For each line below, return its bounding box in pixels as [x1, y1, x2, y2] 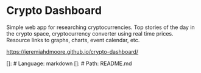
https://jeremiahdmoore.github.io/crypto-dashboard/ [6, 48, 139, 55]
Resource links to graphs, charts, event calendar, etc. [6, 36, 140, 43]
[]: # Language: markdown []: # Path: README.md [6, 60, 132, 67]
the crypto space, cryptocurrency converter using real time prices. [6, 30, 174, 37]
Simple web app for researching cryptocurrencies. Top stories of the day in [6, 24, 195, 31]
